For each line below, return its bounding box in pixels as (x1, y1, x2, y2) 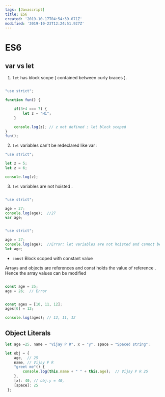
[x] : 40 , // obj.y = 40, (14, 378, 65, 383)
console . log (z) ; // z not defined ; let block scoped (14, 124, 126, 130)
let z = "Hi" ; (23, 111, 52, 116)
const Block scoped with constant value (12, 255, 93, 261)
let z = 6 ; (5, 165, 27, 170)
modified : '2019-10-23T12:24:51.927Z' (5, 21, 84, 26)
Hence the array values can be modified (5, 270, 86, 276)
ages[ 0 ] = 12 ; (5, 306, 34, 311)
